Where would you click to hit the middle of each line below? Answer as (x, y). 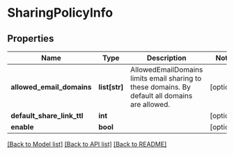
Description (166, 58)
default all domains (161, 96)
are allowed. (150, 104)
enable (22, 127)
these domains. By (161, 87)
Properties (31, 39)
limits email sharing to (166, 78)
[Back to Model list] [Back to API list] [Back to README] (87, 144)
